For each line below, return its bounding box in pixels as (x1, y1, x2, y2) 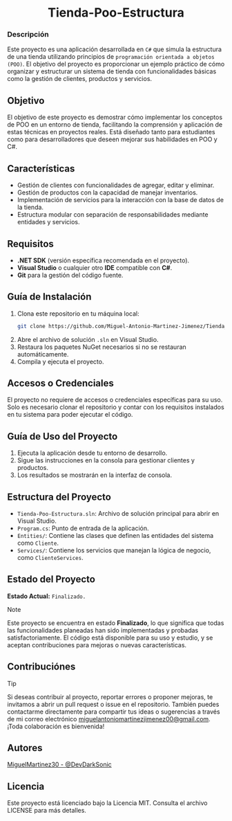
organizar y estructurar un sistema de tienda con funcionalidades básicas (7, 67, 217, 75)
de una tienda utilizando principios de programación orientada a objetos (7, 53, 215, 61)
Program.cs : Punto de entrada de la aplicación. (17, 524, 149, 532)
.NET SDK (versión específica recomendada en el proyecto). (17, 256, 190, 264)
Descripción (7, 30, 50, 39)
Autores (7, 742, 43, 754)
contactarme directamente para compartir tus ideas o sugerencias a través (7, 707, 220, 716)
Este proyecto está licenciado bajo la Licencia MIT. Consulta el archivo (7, 799, 208, 807)
